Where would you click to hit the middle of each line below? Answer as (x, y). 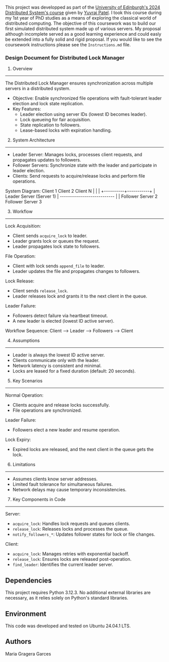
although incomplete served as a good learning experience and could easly (83, 34)
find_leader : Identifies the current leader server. (63, 565)
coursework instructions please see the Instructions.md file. (68, 45)
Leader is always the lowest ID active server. (59, 355)
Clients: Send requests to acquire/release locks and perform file (79, 176)
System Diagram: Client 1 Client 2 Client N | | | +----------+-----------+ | (80, 191)
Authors (18, 642)
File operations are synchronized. (47, 410)
